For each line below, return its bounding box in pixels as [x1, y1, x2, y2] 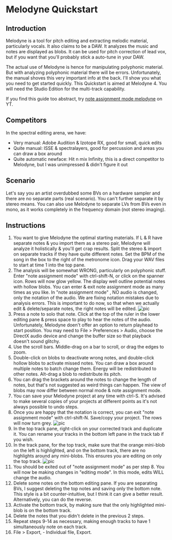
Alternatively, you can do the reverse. [13, 496, 93, 503]
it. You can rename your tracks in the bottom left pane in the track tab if [13, 431, 164, 437]
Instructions [6, 221, 46, 230]
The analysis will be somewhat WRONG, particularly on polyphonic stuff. [13, 267, 166, 274]
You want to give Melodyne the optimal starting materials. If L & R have [13, 235, 163, 241]
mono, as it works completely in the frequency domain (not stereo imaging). [6, 206, 166, 213]
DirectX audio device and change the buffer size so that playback [13, 333, 152, 339]
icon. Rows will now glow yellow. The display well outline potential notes [13, 278, 165, 284]
